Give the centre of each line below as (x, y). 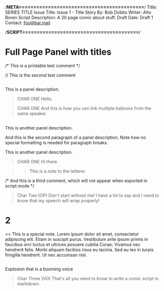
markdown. (28, 284)
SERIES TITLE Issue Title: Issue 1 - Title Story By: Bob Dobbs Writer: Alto (78, 12)
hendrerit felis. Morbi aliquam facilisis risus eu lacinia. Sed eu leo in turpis (79, 249)
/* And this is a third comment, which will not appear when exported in (76, 181)
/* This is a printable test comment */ (42, 65)
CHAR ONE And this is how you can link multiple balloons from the (84, 108)
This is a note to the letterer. (58, 171)
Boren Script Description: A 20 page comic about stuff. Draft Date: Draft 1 (79, 17)
